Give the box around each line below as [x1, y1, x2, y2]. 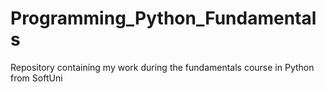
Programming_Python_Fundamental [10, 7, 317, 30]
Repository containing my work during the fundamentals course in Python [10, 61, 315, 73]
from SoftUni [10, 72, 63, 84]
